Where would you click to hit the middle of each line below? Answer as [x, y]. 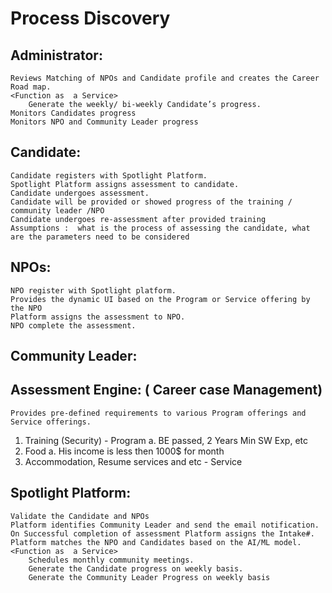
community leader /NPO [57, 210]
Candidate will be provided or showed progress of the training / [151, 202]
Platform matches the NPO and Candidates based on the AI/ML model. [156, 542]
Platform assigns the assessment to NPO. [98, 317]
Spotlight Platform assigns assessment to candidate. [125, 184]
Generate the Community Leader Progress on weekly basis [149, 577]
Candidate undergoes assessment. [80, 193]
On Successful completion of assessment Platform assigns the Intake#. [162, 533]
